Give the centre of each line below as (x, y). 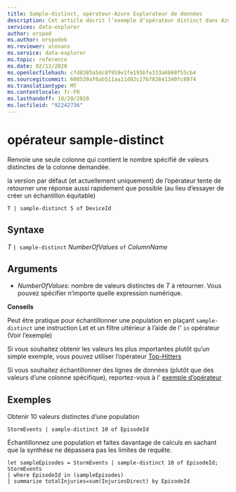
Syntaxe (26, 230)
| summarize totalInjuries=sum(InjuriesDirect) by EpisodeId (99, 481)
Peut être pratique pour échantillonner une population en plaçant (101, 321)
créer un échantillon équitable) (52, 195)
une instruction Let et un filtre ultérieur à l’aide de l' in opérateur (127, 328)
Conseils (20, 307)
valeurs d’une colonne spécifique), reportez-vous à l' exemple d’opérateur (114, 377)
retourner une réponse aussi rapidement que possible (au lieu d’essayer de (116, 188)
